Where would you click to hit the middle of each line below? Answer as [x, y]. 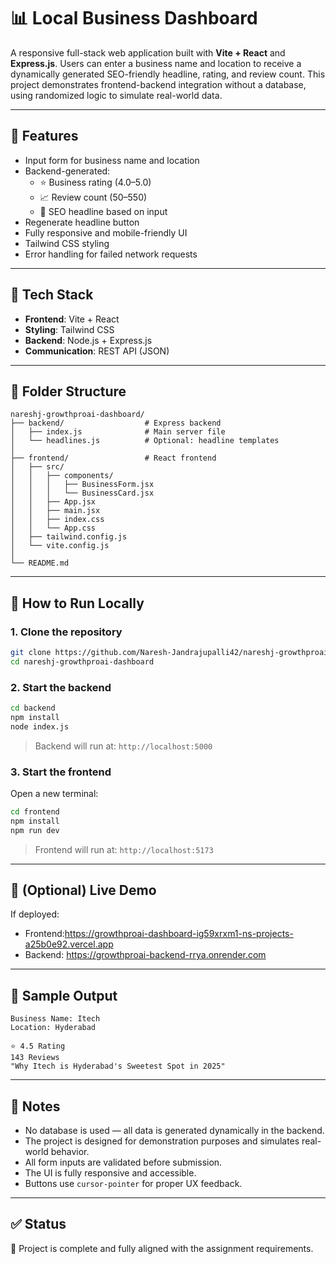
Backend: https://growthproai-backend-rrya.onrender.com [145, 955]
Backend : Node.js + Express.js [88, 340]
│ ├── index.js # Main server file [118, 432]
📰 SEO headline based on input [103, 211]
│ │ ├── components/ [62, 476]
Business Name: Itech [55, 1019]
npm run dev [35, 830]
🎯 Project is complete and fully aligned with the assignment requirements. [162, 1248]
